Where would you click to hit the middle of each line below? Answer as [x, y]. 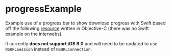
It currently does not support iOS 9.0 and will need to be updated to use [81, 43]
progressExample [43, 9]
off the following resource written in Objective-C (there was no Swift [77, 28]
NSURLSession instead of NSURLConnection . [48, 49]
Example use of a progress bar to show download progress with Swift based [86, 23]
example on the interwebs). [34, 34]
